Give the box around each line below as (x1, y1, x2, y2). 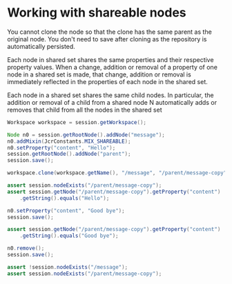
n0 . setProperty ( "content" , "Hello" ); (7, 144, 116, 151)
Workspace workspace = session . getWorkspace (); (7, 119, 147, 125)
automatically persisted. (7, 42, 76, 50)
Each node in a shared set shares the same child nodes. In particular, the (7, 91, 214, 99)
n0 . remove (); (7, 245, 45, 252)
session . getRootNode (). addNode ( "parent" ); (7, 150, 131, 158)
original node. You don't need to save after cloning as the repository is (7, 34, 207, 43)
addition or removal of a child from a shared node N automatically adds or (7, 98, 217, 106)
